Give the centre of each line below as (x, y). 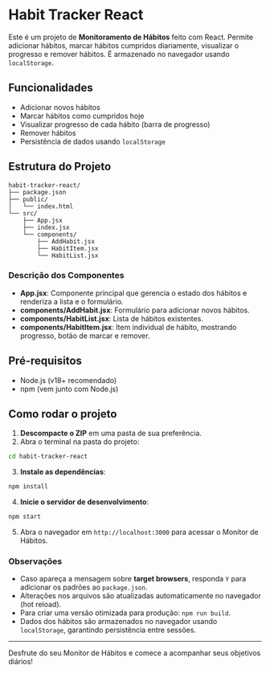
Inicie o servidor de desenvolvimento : (84, 502)
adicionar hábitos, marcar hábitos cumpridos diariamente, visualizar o (124, 45)
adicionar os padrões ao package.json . (84, 587)
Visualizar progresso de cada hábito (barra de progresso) (115, 124)
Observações (35, 561)
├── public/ (28, 199)
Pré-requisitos (45, 361)
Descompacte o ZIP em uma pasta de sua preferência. (111, 433)
